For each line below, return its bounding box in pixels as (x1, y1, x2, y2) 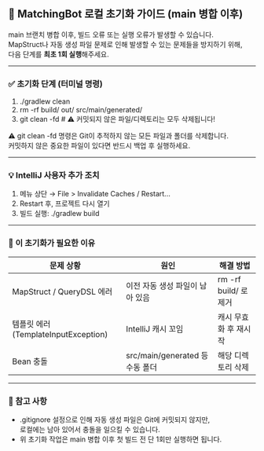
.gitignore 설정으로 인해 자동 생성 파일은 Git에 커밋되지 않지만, (19, 415, 211, 424)
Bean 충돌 (12, 356, 49, 367)
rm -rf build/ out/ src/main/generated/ (19, 105, 143, 115)
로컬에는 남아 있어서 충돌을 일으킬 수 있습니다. (19, 425, 161, 434)
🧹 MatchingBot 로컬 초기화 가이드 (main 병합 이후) (8, 7, 244, 21)
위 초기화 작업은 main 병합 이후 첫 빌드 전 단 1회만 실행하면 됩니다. (19, 434, 222, 444)
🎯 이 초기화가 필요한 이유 (8, 238, 96, 249)
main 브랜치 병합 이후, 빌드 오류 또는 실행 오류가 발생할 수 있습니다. (8, 30, 214, 39)
